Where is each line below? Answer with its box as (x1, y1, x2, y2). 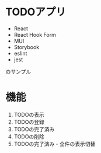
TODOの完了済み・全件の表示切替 (13, 140, 96, 147)
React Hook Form (13, 31, 56, 38)
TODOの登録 (13, 118, 44, 126)
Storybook (13, 43, 40, 50)
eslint (13, 50, 27, 57)
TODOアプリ (5, 5, 67, 19)
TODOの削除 (13, 133, 44, 140)
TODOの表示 (13, 111, 44, 118)
